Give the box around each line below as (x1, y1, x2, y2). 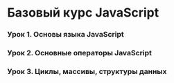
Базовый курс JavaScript (7, 5, 159, 21)
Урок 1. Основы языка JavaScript (7, 30, 125, 39)
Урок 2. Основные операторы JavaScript (7, 48, 153, 58)
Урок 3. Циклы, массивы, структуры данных (7, 66, 168, 76)
